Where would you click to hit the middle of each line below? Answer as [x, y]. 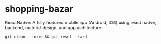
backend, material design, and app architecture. [54, 27]
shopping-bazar [39, 9]
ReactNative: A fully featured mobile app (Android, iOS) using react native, [81, 22]
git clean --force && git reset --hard [46, 37]
